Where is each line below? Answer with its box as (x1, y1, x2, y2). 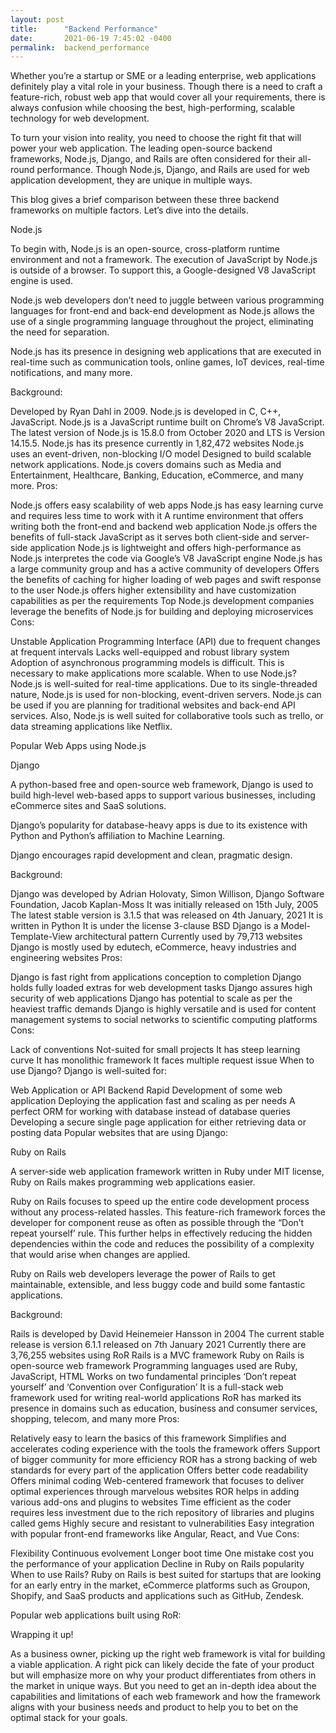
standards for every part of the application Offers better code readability (10, 1464, 309, 1476)
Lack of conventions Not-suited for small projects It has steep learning (10, 1044, 301, 1056)
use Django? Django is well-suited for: (10, 1065, 167, 1077)
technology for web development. (10, 112, 150, 125)
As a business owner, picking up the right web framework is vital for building (10, 1648, 326, 1660)
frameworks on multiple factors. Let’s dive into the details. (10, 204, 249, 216)
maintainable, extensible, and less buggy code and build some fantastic (10, 1279, 306, 1291)
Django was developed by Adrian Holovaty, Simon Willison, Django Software (10, 888, 325, 900)
